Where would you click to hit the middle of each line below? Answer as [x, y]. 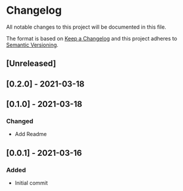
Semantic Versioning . [32, 45]
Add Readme [31, 134]
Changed [20, 121]
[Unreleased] [31, 64]
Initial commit [31, 183]
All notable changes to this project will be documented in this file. [86, 27]
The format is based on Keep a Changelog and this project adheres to [92, 38]
